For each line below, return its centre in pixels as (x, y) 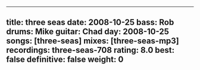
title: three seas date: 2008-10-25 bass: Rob (90, 22)
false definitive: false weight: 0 (65, 60)
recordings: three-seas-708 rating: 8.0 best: (90, 50)
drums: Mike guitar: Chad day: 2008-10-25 (88, 32)
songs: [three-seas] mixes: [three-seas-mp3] (93, 41)
